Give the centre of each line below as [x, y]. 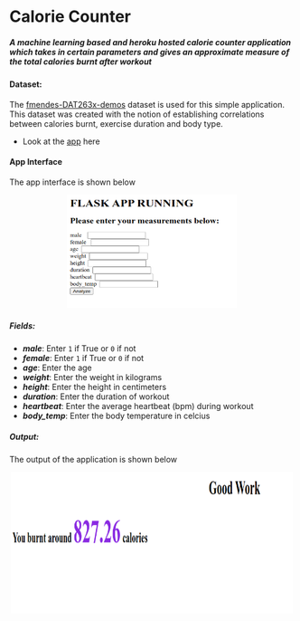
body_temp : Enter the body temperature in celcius [116, 416]
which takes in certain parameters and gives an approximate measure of [150, 52]
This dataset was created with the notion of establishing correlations [137, 114]
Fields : [23, 325]
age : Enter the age [57, 368]
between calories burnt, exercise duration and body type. [116, 123]
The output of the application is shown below [94, 459]
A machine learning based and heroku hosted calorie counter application [150, 42]
